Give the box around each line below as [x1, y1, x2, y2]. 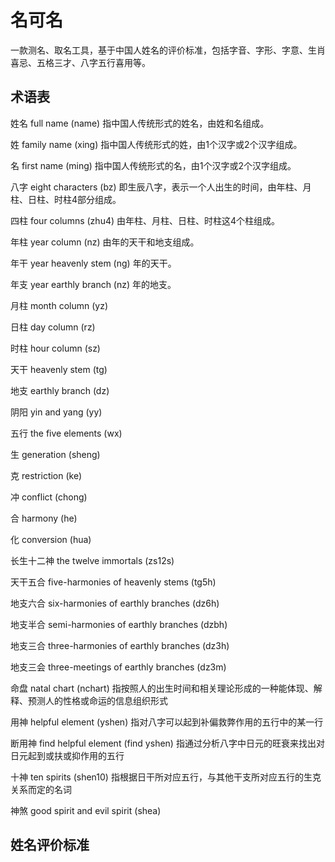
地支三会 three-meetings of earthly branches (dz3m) [10, 661, 227, 673]
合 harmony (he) [10, 512, 78, 524]
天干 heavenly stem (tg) [10, 363, 108, 375]
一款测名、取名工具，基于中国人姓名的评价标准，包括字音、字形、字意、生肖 [10, 44, 326, 56]
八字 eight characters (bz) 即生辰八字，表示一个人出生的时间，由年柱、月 [10, 181, 312, 193]
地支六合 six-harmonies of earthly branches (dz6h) [10, 597, 220, 609]
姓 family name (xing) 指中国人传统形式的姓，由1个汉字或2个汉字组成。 [10, 138, 303, 150]
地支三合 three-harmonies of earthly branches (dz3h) [10, 639, 230, 651]
